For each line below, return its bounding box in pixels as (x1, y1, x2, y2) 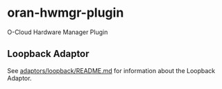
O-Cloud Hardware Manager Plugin (7, 28, 108, 36)
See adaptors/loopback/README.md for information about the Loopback (7, 66, 216, 74)
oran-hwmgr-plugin (7, 5, 124, 21)
